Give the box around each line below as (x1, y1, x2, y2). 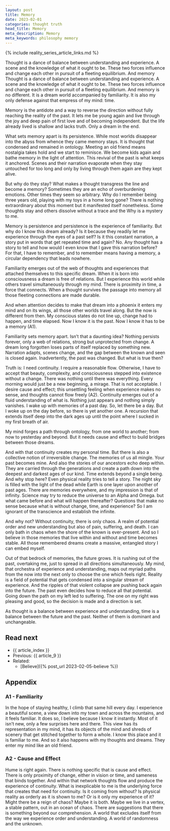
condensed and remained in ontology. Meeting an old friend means (5, 144, 146, 150)
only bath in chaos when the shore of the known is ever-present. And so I (5, 529, 159, 535)
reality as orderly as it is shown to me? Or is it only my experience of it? (5, 793, 154, 800)
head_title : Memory (5, 26, 47, 31)
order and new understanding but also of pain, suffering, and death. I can (5, 523, 159, 529)
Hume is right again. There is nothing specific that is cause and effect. (5, 767, 152, 773)
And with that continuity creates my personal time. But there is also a (5, 449, 149, 455)
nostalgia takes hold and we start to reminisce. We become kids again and (5, 149, 161, 155)
